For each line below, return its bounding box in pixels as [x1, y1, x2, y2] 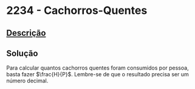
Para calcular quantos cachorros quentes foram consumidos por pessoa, [6, 64, 190, 71]
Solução [6, 48, 38, 58]
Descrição [6, 28, 46, 38]
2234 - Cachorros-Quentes [6, 4, 148, 18]
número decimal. [6, 77, 49, 85]
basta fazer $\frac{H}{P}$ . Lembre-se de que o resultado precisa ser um [6, 71, 190, 78]
